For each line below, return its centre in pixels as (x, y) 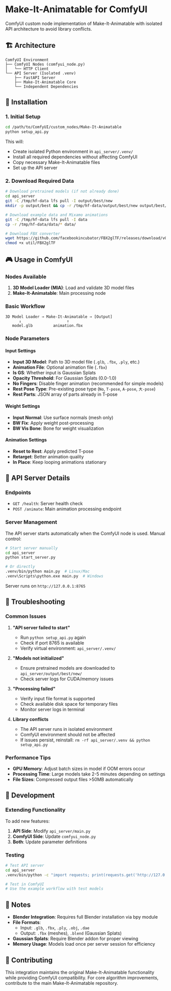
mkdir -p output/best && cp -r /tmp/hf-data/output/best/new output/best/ (86, 206)
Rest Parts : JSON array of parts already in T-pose (65, 394)
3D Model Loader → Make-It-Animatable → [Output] (59, 317)
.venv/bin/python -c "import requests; (48, 875)
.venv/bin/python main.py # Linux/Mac (48, 571)
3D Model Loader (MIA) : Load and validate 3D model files (73, 287)
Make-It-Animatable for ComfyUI (76, 9)
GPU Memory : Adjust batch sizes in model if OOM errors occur (79, 768)
